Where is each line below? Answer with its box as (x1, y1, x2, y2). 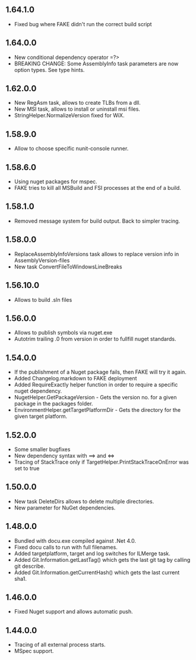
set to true (14, 464, 40, 472)
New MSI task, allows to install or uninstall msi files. (14, 105, 141, 112)
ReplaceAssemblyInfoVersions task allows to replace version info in (14, 250, 179, 258)
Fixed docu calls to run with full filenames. (14, 543, 118, 550)
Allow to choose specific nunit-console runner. (14, 145, 129, 152)
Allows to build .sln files (14, 296, 72, 303)
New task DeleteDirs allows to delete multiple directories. (14, 498, 154, 505)
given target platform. (14, 413, 68, 420)
